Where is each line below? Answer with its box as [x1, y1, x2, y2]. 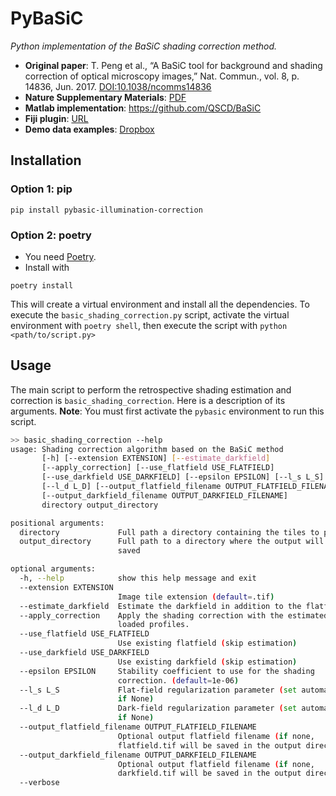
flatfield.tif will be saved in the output [117, 740, 302, 751]
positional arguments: [10, 518, 105, 528]
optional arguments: [10, 564, 97, 574]
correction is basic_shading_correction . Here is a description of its [10, 394, 286, 406]
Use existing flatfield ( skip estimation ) [117, 638, 298, 649]
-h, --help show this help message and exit [19, 573, 257, 584]
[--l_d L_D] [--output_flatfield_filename [41, 482, 222, 492]
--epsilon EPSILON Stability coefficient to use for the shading [19, 666, 315, 676]
